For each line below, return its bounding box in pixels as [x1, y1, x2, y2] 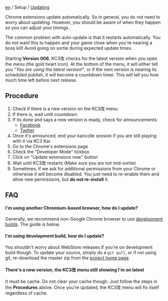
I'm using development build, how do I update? [5, 233, 104, 239]
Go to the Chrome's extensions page [12, 143, 88, 149]
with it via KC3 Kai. [12, 138, 51, 144]
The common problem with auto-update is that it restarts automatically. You [5, 35, 161, 40]
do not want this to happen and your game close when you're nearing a [5, 40, 152, 46]
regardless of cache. [5, 290, 48, 296]
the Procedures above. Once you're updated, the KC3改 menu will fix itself [5, 284, 159, 290]
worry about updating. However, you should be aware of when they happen [5, 20, 161, 25]
